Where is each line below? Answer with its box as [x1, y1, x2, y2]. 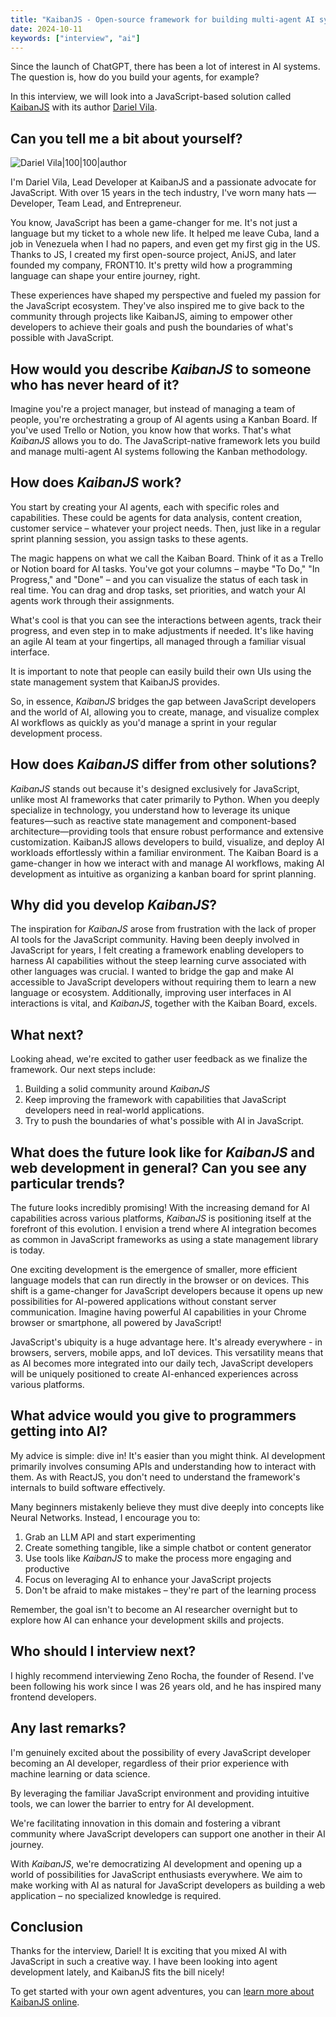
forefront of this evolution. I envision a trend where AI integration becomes [10, 1223, 317, 1235]
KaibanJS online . [10, 1996, 80, 2008]
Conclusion [10, 1918, 84, 1935]
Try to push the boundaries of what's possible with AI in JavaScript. [24, 1115, 305, 1127]
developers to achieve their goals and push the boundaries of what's [10, 321, 294, 333]
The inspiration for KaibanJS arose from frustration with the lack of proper [10, 923, 317, 935]
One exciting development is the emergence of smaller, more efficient [10, 1264, 298, 1276]
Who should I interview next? [10, 1643, 197, 1660]
